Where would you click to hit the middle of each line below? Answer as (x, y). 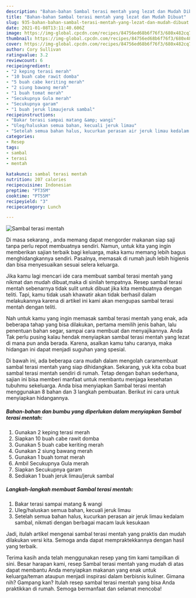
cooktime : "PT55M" (28, 196)
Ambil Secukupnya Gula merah (52, 464)
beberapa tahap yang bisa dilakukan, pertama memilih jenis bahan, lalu (91, 324)
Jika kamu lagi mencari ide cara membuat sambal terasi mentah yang (90, 276)
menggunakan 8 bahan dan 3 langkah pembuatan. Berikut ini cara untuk (93, 392)
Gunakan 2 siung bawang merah (54, 451)
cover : (14, 44)
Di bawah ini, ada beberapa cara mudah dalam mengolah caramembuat (92, 361)
